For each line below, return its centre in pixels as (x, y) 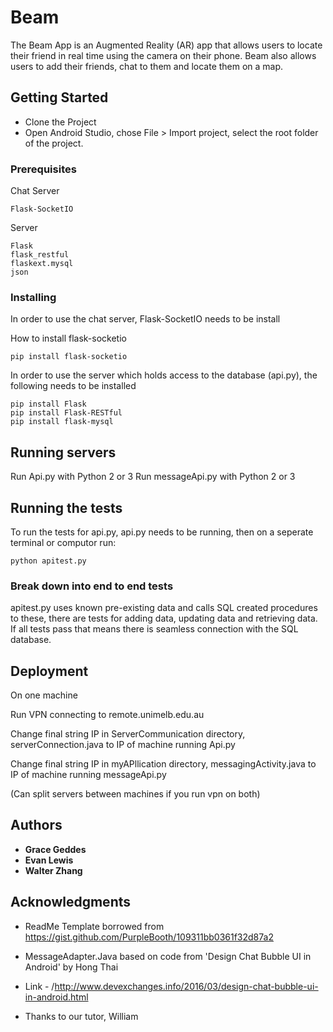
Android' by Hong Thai (71, 967)
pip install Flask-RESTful (66, 413)
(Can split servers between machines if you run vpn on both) (135, 794)
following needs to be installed (73, 386)
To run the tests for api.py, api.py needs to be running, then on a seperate (162, 532)
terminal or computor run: (63, 542)
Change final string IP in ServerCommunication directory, (128, 734)
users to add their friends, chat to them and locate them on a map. (147, 66)
